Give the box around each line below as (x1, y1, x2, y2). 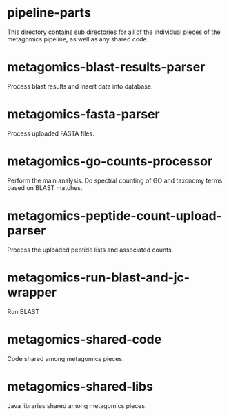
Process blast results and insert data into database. (7, 82, 153, 91)
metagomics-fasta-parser (7, 106, 160, 122)
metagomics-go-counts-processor (7, 154, 213, 169)
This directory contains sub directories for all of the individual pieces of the (7, 28, 221, 36)
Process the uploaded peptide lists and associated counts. (7, 245, 174, 254)
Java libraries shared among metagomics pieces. (7, 401, 147, 409)
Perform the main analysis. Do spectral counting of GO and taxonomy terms (7, 176, 223, 185)
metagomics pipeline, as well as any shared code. (7, 35, 149, 43)
